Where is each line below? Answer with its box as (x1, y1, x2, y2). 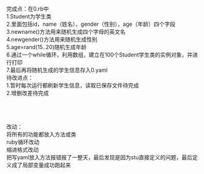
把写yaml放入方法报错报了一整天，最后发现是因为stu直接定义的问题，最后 (6, 154, 193, 161)
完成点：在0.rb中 (6, 5, 49, 12)
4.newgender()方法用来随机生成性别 (6, 36, 98, 43)
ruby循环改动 (6, 138, 40, 145)
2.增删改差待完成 (6, 89, 49, 96)
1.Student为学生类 (6, 13, 52, 20)
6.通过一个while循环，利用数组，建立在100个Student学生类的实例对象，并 (6, 51, 193, 58)
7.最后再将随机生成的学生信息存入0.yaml (6, 66, 108, 74)
